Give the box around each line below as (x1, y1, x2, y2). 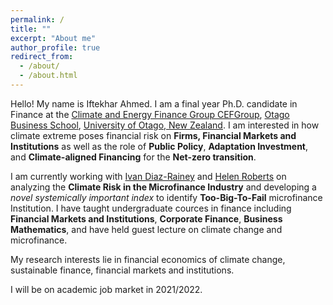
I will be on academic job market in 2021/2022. (10, 283, 203, 295)
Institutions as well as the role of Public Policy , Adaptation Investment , (10, 140, 309, 152)
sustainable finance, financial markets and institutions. (10, 264, 235, 276)
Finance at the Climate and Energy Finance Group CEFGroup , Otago (10, 108, 290, 120)
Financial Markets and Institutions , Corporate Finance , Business (10, 212, 283, 225)
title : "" (10, 24, 52, 34)
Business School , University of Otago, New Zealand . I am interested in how (10, 119, 320, 131)
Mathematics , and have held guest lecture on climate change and (10, 223, 283, 235)
